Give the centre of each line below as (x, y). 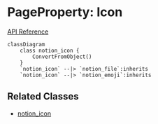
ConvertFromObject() (62, 57)
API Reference (28, 32)
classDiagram (26, 44)
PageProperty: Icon (65, 12)
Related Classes (43, 96)
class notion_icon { (50, 50)
